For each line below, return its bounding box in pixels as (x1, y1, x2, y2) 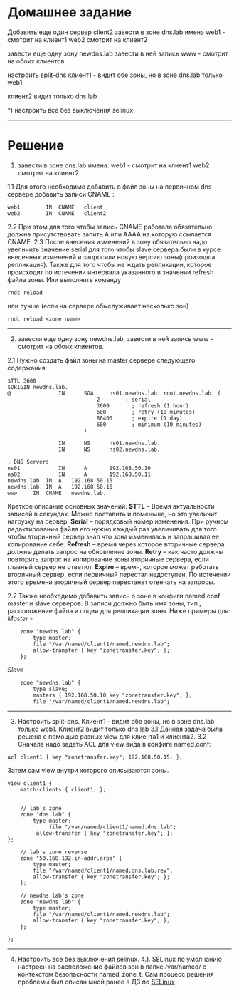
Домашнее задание (7, 4, 132, 21)
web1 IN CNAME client (7, 204, 103, 211)
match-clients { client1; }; (20, 786, 107, 793)
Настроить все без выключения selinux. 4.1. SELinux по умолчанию (17, 955, 223, 963)
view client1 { (7, 779, 53, 787)
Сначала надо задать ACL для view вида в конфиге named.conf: (17, 739, 211, 748)
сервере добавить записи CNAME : (7, 189, 115, 198)
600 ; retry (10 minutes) (96, 408, 196, 415)
